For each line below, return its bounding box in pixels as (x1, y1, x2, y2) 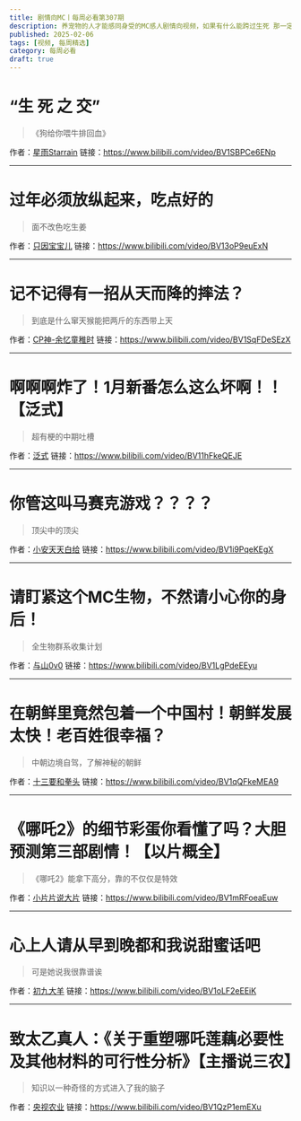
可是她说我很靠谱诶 (30, 967, 103, 977)
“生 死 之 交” (9, 96, 100, 117)
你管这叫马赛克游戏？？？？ (9, 493, 214, 513)
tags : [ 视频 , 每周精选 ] (9, 38, 90, 48)
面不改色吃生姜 (30, 221, 87, 232)
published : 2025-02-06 (9, 30, 94, 39)
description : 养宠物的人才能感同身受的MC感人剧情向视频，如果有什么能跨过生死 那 (9, 22, 280, 31)
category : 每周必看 (9, 47, 77, 56)
